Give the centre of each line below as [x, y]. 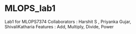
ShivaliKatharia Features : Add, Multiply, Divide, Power [59, 26]
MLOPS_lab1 [30, 8]
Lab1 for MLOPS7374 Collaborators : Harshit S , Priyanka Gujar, [68, 22]
